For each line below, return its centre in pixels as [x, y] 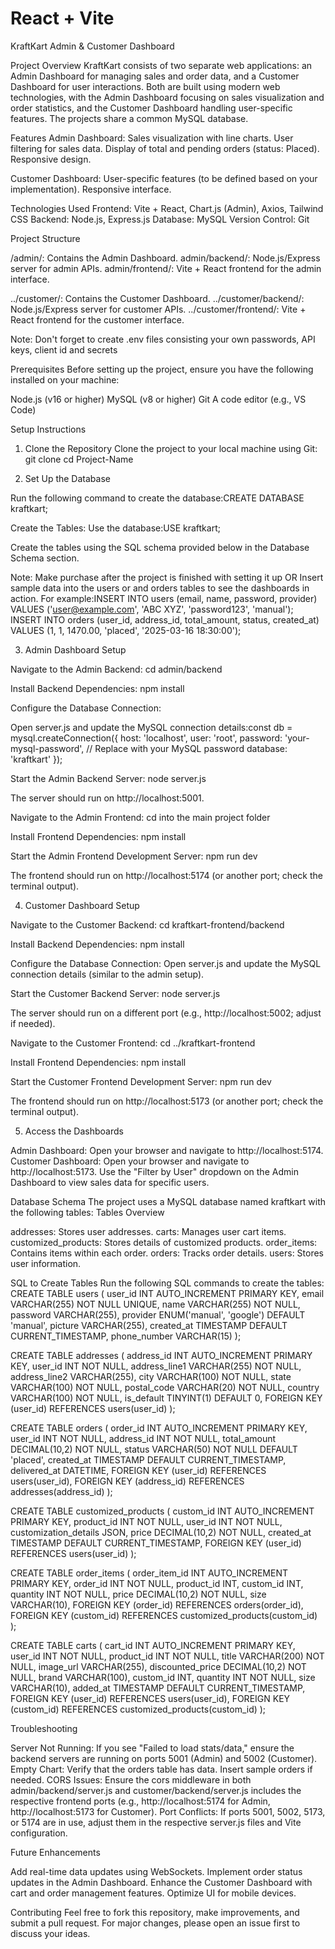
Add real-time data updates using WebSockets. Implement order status [156, 1871]
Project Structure [45, 238]
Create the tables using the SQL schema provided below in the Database [160, 547]
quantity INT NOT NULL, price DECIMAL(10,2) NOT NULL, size [138, 1594]
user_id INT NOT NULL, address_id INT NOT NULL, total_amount [143, 1438]
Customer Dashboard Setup [82, 905]
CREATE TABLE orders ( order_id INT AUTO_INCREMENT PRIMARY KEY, [159, 1428]
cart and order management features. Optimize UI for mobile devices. [153, 1893]
